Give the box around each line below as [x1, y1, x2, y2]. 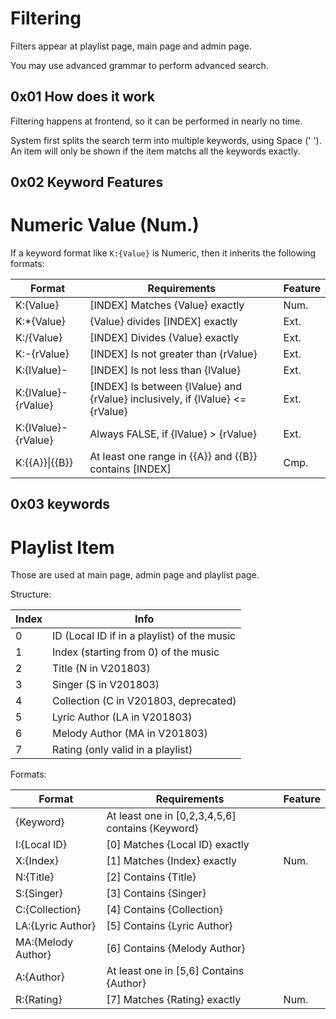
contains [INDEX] [89, 462, 172, 476]
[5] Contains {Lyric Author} [106, 919, 233, 933]
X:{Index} [15, 854, 59, 868]
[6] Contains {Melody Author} [106, 942, 246, 956]
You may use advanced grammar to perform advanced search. [10, 59, 269, 71]
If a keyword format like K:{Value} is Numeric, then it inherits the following [10, 247, 317, 259]
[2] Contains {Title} [106, 870, 197, 884]
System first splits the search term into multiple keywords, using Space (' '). [10, 134, 322, 146]
